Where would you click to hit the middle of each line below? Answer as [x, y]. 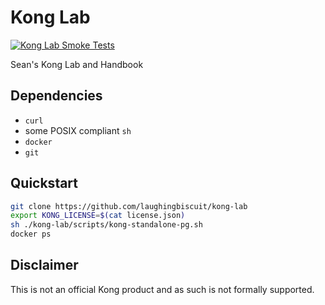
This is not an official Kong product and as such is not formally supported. [162, 289]
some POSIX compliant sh [78, 130]
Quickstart [44, 183]
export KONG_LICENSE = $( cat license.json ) [98, 216]
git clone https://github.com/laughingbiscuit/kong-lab [129, 206]
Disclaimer [44, 265]
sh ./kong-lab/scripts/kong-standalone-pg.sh [106, 225]
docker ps [31, 234]
